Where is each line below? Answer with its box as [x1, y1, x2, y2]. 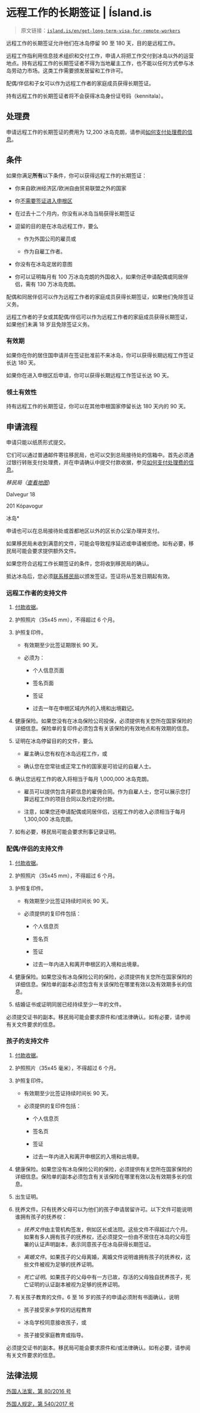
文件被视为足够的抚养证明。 [29, 1261, 97, 1268]
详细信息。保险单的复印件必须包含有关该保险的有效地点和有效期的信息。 [14, 725, 192, 732]
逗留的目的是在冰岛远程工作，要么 [14, 222, 99, 230]
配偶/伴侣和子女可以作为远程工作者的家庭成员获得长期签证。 [6, 79, 155, 87]
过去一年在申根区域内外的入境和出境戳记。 [32, 705, 137, 712]
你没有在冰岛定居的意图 [14, 260, 73, 267]
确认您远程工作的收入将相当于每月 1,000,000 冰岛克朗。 [14, 776, 152, 783]
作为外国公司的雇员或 [23, 235, 76, 242]
